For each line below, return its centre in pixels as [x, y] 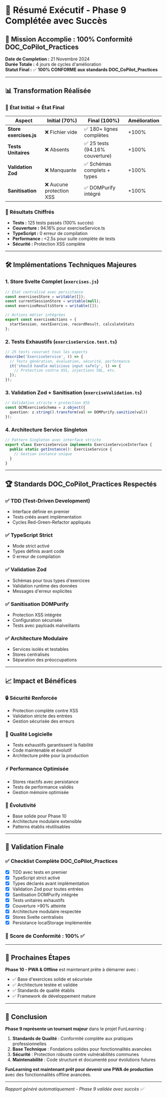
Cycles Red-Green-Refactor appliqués [51, 522]
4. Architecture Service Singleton [46, 430]
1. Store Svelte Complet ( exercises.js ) [52, 281]
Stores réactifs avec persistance [45, 782]
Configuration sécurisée [37, 620]
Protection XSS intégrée [37, 615]
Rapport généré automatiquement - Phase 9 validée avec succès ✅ [75, 1089]
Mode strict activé [31, 546]
